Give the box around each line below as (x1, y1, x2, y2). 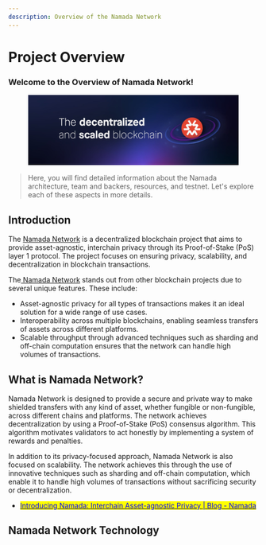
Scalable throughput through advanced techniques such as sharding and (19, 333, 259, 342)
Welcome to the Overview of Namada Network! (8, 76, 195, 88)
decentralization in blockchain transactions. (8, 259, 151, 270)
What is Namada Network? (8, 372, 144, 386)
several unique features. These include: (8, 283, 137, 294)
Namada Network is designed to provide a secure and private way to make (8, 394, 253, 403)
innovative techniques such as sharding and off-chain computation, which (8, 468, 251, 477)
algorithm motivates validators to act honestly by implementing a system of (8, 427, 254, 437)
